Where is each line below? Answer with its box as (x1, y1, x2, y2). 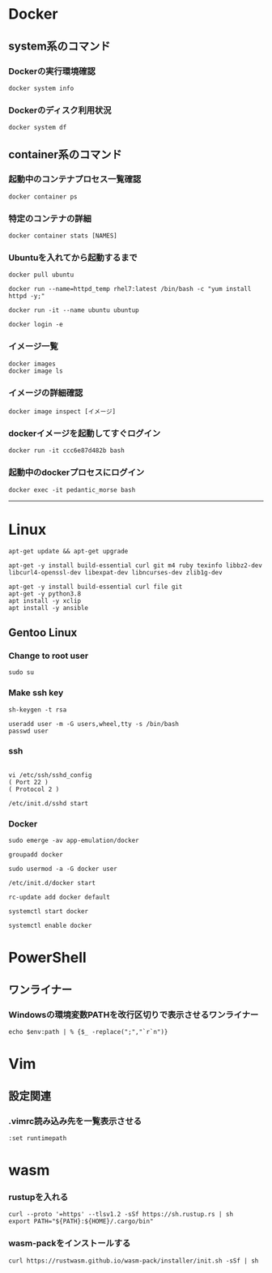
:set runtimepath (8, 1134, 67, 1143)
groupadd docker (8, 851, 63, 859)
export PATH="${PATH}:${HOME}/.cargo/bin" (8, 1217, 154, 1226)
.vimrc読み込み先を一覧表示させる (8, 1115, 142, 1126)
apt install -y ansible (8, 604, 89, 612)
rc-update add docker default (8, 893, 111, 902)
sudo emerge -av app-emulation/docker (8, 836, 139, 845)
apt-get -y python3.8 (8, 589, 82, 598)
